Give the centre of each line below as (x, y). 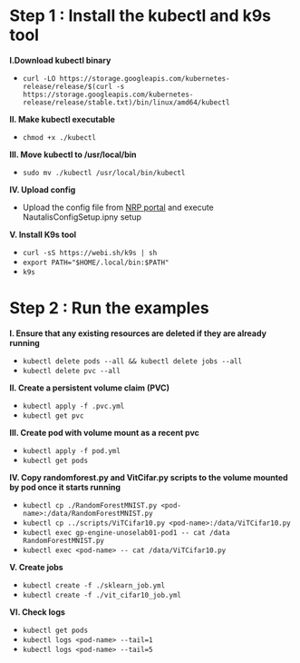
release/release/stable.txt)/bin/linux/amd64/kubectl (126, 102)
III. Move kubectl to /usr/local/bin (73, 154)
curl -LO (39, 78)
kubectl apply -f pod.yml (71, 450)
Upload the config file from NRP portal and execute (118, 207)
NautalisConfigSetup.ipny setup (82, 217)
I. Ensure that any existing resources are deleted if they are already (138, 333)
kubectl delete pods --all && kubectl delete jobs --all (132, 361)
